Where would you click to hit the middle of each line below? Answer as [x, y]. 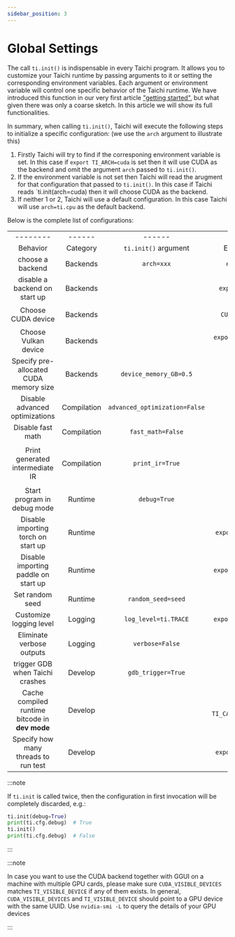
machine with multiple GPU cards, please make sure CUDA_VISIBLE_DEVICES [114, 884]
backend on [33, 288]
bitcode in [33, 719]
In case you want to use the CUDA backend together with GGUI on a [106, 877]
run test [33, 765]
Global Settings [53, 48]
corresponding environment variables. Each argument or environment [108, 83]
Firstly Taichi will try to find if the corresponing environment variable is [119, 154]
